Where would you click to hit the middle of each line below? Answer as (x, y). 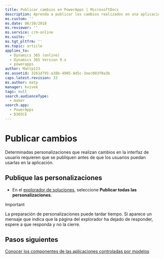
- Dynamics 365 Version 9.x (38, 60)
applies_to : (17, 50)
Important (15, 204)
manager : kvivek (21, 87)
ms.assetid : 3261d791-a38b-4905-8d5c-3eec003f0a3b (58, 73)
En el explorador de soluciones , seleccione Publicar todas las (74, 189)
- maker (17, 101)
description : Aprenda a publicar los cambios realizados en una (72, 14)
